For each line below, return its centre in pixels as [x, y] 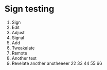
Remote [19, 53]
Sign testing [29, 9]
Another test [24, 58]
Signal [18, 38]
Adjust [18, 32]
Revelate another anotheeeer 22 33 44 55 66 [57, 63]
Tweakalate [23, 48]
